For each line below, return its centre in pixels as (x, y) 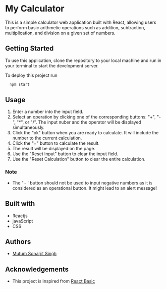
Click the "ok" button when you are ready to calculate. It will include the (85, 133)
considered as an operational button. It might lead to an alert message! (84, 188)
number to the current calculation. (47, 138)
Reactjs (20, 216)
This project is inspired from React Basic (54, 281)
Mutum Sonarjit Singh (34, 254)
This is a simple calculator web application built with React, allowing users (81, 22)
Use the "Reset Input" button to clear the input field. (65, 154)
